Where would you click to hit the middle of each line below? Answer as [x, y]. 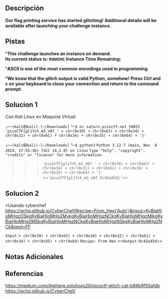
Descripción [24, 8]
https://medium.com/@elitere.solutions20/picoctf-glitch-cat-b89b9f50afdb [82, 286]
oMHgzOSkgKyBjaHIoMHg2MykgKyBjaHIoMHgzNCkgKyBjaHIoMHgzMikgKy [84, 216]
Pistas [15, 41]
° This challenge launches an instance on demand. [58, 53]
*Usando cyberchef [26, 206]
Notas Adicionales [34, 257]
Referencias [24, 274]
